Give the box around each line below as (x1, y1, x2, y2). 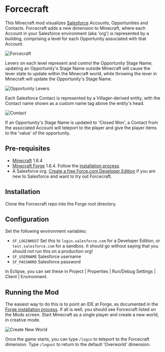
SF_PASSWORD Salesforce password (12, 259, 81, 265)
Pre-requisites (5, 145, 50, 153)
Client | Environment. (5, 274, 48, 280)
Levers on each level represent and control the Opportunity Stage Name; (5, 60, 153, 66)
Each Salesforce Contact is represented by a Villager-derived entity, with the (5, 95, 161, 101)
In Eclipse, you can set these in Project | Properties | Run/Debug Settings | (5, 268, 156, 274)
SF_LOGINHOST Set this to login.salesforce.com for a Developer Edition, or (12, 238, 161, 244)
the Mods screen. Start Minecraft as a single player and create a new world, (5, 312, 159, 318)
